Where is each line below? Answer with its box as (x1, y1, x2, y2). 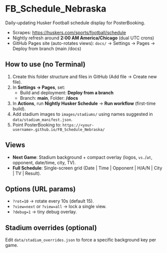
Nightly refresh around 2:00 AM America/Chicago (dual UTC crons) (12, 35, 154, 41)
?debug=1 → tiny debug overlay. (12, 209, 77, 215)
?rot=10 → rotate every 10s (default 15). (12, 198, 94, 204)
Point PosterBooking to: (12, 121, 62, 128)
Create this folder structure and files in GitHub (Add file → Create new (12, 74, 157, 80)
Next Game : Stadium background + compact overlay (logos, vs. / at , (12, 154, 153, 160)
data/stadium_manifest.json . (12, 116, 73, 122)
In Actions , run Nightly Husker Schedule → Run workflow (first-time (12, 100, 156, 106)
